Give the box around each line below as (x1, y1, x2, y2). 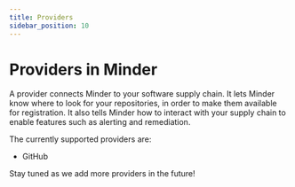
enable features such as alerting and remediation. (9, 117, 191, 128)
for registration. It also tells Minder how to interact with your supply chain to (9, 107, 286, 118)
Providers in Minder (9, 59, 158, 80)
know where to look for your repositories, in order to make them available (9, 98, 277, 109)
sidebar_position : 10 (9, 21, 90, 30)
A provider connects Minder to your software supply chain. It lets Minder (9, 89, 275, 99)
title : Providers (9, 12, 74, 22)
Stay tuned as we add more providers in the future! (9, 168, 195, 179)
